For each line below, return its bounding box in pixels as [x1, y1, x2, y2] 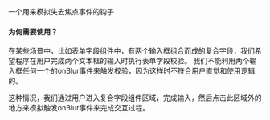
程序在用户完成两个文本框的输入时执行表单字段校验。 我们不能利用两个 [14, 56, 250, 66]
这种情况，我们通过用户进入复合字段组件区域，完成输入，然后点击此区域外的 [8, 93, 262, 102]
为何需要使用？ [8, 26, 58, 36]
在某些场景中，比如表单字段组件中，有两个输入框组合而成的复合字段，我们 [8, 46, 255, 56]
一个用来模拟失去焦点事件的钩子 [8, 7, 114, 16]
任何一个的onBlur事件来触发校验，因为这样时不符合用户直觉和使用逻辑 [22, 66, 256, 76]
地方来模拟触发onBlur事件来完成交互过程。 [8, 103, 150, 113]
